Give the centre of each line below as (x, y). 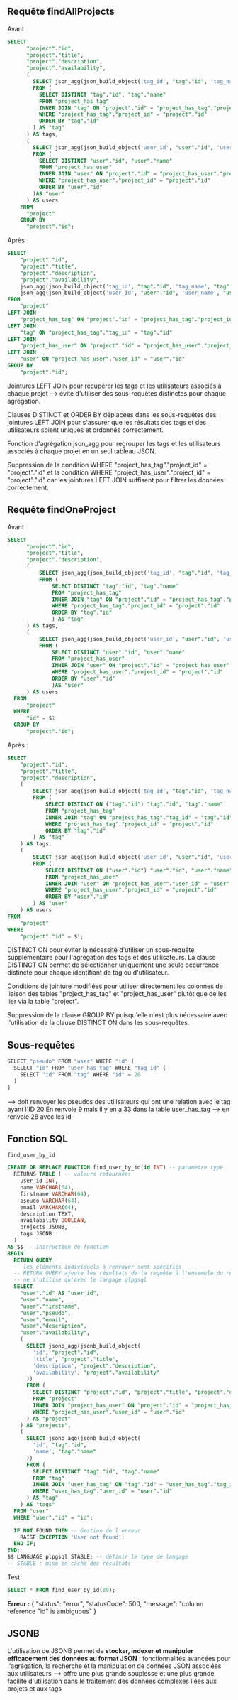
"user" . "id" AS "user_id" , (60, 1293)
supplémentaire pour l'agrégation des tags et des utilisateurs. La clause (112, 958)
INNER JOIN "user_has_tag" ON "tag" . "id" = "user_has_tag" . (123, 1485)
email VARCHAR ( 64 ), (49, 1207)
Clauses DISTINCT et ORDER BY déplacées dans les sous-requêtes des (112, 414)
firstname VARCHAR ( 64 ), (55, 1194)
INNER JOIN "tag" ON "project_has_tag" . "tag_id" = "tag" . (132, 817)
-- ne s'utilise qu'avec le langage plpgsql (80, 1280)
